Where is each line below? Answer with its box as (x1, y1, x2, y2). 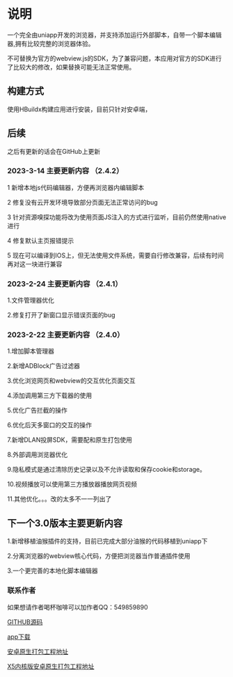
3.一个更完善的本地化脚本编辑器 (7, 566, 99, 575)
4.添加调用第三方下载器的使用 (7, 391, 93, 400)
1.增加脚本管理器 (7, 347, 54, 356)
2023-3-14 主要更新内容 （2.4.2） (7, 166, 124, 176)
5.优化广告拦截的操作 (7, 406, 67, 415)
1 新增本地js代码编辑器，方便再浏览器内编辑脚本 (7, 183, 145, 191)
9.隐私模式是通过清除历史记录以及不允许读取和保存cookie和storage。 (7, 465, 207, 474)
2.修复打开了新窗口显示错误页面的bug (7, 311, 116, 319)
